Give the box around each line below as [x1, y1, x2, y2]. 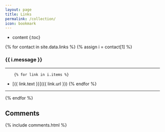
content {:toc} [12, 34, 41, 40]
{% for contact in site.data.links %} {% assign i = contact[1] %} [5, 44, 133, 50]
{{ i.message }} [5, 56, 43, 63]
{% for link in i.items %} [14, 72, 69, 77]
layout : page [5, 7, 32, 12]
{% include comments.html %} [5, 122, 67, 128]
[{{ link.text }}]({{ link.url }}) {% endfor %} [12, 81, 97, 87]
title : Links [5, 12, 32, 17]
